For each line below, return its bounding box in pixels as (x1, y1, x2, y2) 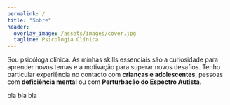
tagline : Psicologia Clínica (13, 36, 99, 43)
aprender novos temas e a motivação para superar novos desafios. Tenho (7, 63, 221, 71)
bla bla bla (7, 92, 37, 100)
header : (7, 23, 30, 30)
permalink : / (7, 10, 46, 17)
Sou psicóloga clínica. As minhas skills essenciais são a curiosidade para (7, 55, 219, 64)
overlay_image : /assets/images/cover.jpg (13, 29, 137, 37)
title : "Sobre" (7, 17, 52, 24)
